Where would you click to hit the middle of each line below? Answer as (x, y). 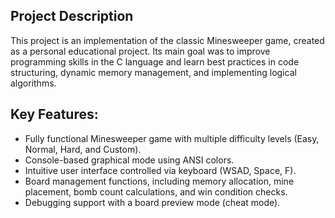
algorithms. (33, 83)
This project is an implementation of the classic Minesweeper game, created (167, 40)
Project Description (72, 16)
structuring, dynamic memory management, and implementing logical (153, 72)
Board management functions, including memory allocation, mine (159, 181)
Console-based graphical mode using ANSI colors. (129, 160)
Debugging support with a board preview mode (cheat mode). (152, 202)
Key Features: (54, 114)
